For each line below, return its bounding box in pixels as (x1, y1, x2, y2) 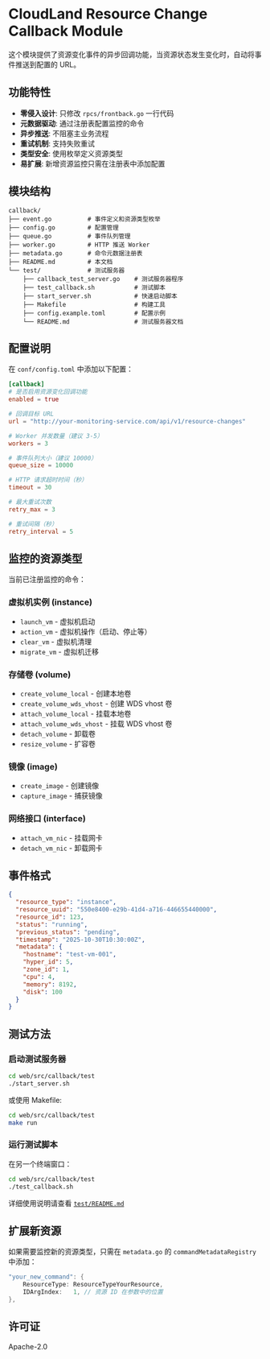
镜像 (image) (8, 761, 58, 772)
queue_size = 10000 (8, 461, 74, 469)
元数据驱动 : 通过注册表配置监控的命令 (19, 118, 145, 128)
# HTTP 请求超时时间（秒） (8, 476, 88, 484)
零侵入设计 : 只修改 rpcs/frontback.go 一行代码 (19, 108, 174, 118)
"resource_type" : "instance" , (15, 898, 117, 907)
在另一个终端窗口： (8, 1159, 72, 1168)
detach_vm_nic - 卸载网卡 (19, 843, 103, 853)
